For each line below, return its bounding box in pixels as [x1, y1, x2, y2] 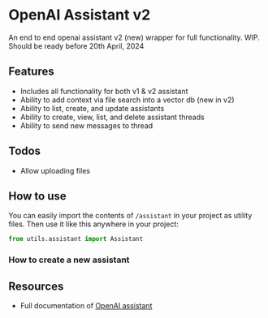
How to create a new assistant [8, 254, 130, 265]
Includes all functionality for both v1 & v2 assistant [19, 86, 188, 96]
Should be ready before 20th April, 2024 [8, 41, 145, 50]
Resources [8, 279, 64, 293]
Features [8, 65, 54, 79]
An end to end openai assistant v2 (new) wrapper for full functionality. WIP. [8, 32, 260, 42]
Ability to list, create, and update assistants [19, 103, 165, 113]
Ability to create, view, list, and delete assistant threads [19, 112, 205, 122]
